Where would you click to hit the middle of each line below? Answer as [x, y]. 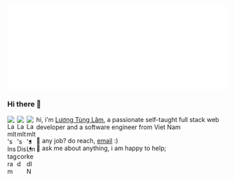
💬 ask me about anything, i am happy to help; [101, 148]
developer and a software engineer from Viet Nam [108, 127]
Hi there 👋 [25, 105]
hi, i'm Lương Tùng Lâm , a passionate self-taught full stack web [128, 119]
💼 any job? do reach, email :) [77, 140]
